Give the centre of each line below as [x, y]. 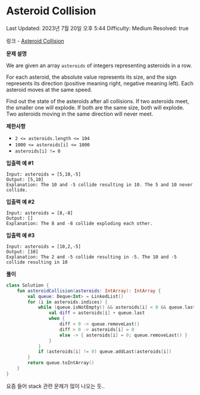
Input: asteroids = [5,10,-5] [44, 174]
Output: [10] [22, 251]
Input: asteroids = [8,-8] [40, 213]
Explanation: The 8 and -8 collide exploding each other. [79, 223]
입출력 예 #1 [20, 163]
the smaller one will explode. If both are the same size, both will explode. [95, 107]
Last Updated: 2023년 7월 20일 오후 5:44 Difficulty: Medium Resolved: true [97, 28]
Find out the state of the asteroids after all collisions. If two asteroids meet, [98, 101]
